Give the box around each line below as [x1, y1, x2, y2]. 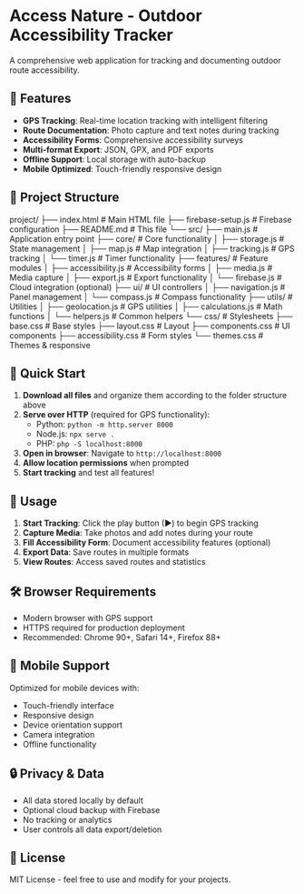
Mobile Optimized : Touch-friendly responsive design [22, 163, 222, 174]
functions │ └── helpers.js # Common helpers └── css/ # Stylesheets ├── [9, 310, 293, 321]
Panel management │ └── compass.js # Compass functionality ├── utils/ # [9, 291, 293, 302]
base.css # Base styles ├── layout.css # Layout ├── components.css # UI [9, 320, 290, 331]
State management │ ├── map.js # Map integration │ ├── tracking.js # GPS [9, 243, 295, 254]
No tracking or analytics [22, 814, 113, 825]
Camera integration [22, 728, 95, 739]
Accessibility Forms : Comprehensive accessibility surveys [22, 134, 243, 146]
